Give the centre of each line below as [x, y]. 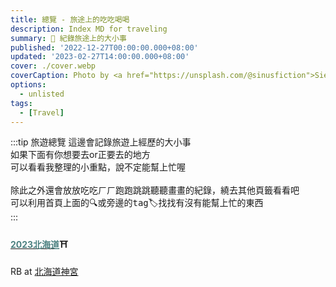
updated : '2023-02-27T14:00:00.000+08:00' [100, 57]
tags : [21, 103]
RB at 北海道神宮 [44, 271]
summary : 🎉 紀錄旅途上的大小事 [68, 38]
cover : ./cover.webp [53, 66]
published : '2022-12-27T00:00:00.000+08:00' [104, 47]
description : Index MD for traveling [89, 29]
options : [28, 85]
